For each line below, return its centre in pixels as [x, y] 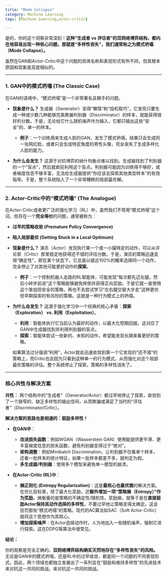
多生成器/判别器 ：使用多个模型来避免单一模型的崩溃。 [75, 464]
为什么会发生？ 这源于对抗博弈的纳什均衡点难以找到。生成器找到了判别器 [87, 161]
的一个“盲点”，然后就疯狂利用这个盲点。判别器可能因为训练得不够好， [84, 167]
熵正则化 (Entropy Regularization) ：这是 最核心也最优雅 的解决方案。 [90, 485]
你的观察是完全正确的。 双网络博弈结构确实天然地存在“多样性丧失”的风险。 [82, 550]
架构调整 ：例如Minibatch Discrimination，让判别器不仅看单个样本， [89, 452]
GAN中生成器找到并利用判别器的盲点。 [59, 329]
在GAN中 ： [24, 429]
